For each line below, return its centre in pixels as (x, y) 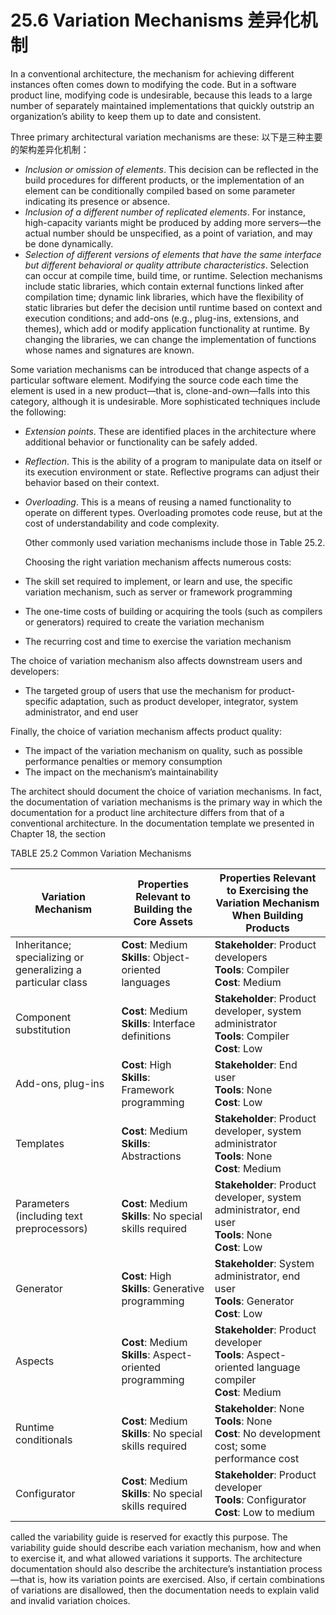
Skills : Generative (163, 1288)
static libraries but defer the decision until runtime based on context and (173, 307)
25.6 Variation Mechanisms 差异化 (155, 20)
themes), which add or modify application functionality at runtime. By (167, 328)
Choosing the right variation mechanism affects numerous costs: (158, 562)
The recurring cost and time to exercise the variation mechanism (158, 641)
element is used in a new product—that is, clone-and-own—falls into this (160, 390)
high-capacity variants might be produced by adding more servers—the (173, 222)
